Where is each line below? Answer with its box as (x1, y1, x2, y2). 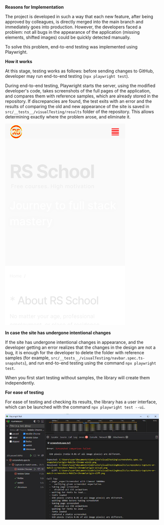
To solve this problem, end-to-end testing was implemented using (5, 44, 138, 49)
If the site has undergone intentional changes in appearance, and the (5, 340, 144, 345)
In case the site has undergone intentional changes (5, 330, 111, 336)
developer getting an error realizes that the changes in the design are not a (5, 344, 156, 350)
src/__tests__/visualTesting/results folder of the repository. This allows (5, 109, 154, 114)
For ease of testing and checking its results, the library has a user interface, (5, 399, 157, 405)
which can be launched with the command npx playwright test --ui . (5, 404, 145, 410)
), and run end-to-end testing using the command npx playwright (24, 360, 156, 366)
